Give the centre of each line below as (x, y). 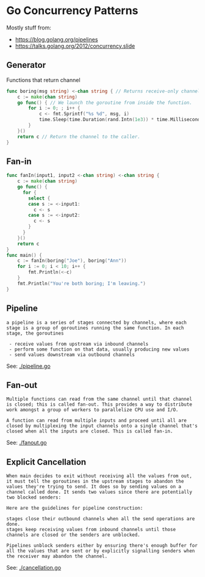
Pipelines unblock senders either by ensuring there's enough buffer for (102, 546)
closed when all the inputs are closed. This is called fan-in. (90, 431)
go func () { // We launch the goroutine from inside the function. (105, 102)
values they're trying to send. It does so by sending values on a (94, 487)
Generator (26, 65)
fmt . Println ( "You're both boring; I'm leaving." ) (82, 283)
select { (39, 198)
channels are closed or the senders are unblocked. (73, 535)
